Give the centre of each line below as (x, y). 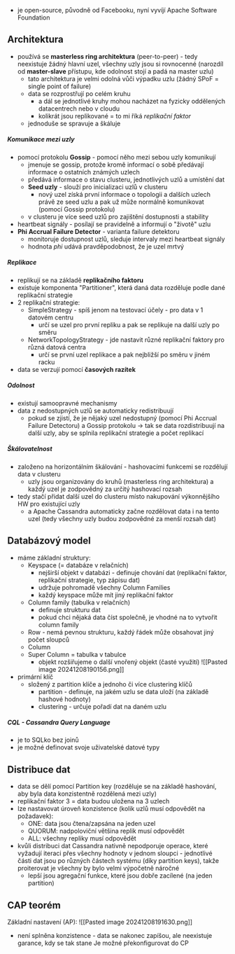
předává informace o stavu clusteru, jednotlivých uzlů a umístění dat (126, 179)
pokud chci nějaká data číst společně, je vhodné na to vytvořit (128, 617)
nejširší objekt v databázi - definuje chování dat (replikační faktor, (133, 572)
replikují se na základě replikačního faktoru (80, 280)
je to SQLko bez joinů (48, 740)
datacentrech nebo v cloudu (79, 109)
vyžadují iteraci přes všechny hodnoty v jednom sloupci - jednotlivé (115, 853)
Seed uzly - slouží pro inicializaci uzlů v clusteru (98, 187)
